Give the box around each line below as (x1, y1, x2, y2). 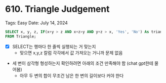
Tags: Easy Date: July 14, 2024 (5, 20, 68, 26)
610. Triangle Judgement (5, 3, 110, 15)
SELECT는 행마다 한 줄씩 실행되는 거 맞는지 (12, 43, 96, 49)
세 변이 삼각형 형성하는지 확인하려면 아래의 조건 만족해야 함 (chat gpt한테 (12, 60, 154, 66)
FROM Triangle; (5, 34, 37, 39)
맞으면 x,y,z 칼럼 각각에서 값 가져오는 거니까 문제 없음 (19, 49, 123, 55)
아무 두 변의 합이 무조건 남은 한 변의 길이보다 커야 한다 (19, 73, 124, 79)
